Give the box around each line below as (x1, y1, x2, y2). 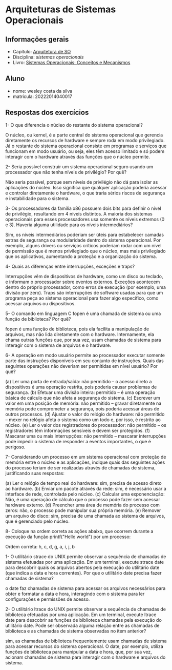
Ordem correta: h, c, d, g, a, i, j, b (5, 543, 75, 549)
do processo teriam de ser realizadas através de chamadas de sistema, (5, 464, 156, 470)
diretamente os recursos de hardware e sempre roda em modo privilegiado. (5, 137, 165, 143)
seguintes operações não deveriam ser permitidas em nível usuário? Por (5, 363, 158, 369)
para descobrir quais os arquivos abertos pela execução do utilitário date (5, 564, 160, 570)
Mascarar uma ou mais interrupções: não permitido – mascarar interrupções (5, 432, 166, 439)
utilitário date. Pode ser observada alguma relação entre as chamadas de (5, 622, 160, 628)
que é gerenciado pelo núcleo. (5, 518, 70, 524)
